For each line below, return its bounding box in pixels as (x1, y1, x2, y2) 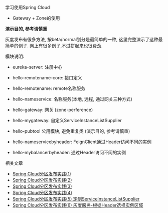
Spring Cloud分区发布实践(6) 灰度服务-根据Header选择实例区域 (12, 202, 143, 208)
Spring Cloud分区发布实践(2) (12, 177, 72, 183)
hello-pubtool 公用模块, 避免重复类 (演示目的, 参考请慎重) (12, 128, 130, 134)
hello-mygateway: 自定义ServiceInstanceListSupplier (12, 118, 122, 123)
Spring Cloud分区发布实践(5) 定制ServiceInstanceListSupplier (12, 196, 140, 202)
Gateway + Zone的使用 (12, 15, 60, 21)
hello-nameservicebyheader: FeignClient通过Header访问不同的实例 (12, 139, 152, 145)
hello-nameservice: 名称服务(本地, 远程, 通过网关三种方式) (12, 96, 132, 102)
